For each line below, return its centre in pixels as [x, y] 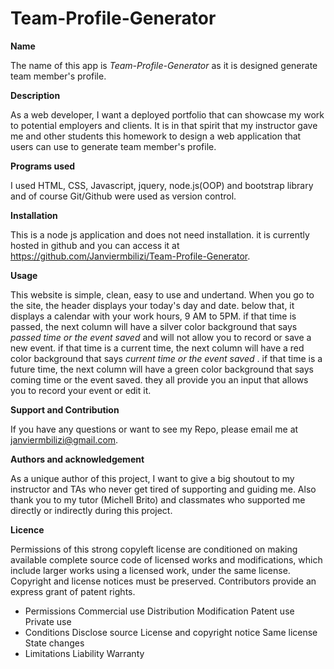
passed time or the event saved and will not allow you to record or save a [161, 337]
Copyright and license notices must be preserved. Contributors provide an [163, 581]
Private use [48, 621]
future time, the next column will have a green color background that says [162, 369]
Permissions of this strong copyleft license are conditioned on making [154, 549]
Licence [27, 529]
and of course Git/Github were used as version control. [123, 196]
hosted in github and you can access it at [95, 245]
